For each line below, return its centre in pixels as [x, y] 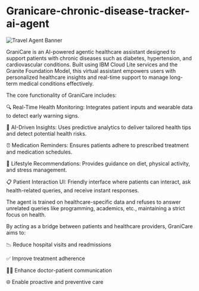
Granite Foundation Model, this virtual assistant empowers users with [91, 71]
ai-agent [28, 24]
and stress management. [37, 170]
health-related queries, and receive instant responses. [73, 190]
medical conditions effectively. [56, 83]
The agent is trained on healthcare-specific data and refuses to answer [94, 202]
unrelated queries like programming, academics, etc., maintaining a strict [96, 208]
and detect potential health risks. [46, 133]
